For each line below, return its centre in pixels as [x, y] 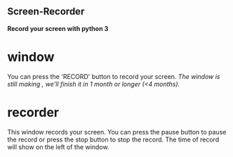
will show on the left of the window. [58, 146]
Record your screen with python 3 [58, 28]
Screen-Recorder [46, 12]
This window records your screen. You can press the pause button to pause [117, 132]
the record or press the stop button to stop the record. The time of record [113, 139]
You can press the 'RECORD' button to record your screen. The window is [114, 76]
